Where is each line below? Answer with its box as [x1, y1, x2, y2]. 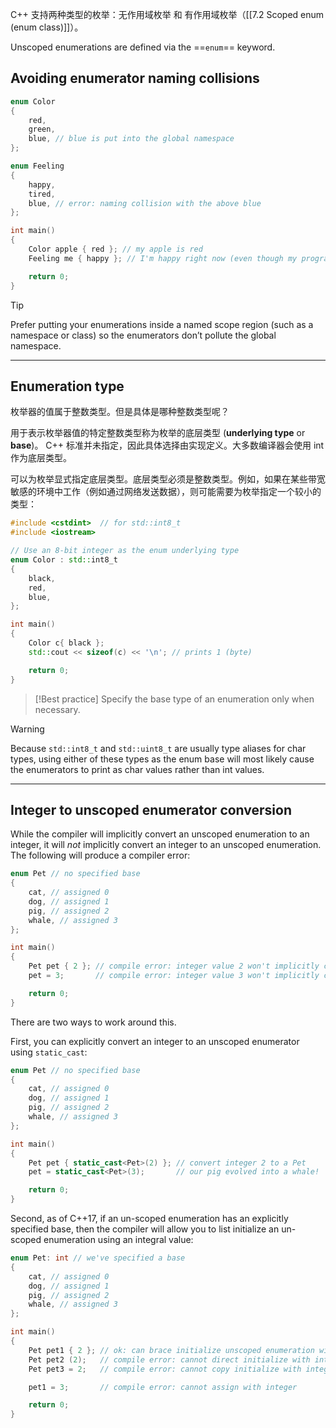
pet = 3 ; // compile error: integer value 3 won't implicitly [28, 971, 320, 981]
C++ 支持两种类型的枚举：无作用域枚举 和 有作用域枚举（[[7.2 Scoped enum [10, 9, 325, 20]
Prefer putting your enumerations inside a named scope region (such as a [10, 318, 314, 330]
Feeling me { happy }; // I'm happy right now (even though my [28, 253, 298, 263]
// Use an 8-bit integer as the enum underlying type [10, 546, 240, 556]
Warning [10, 723, 45, 735]
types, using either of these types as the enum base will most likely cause [10, 753, 315, 765]
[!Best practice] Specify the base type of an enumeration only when [34, 693, 315, 705]
